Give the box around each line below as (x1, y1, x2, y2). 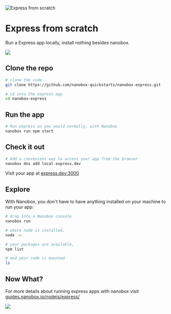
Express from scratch (5, 23, 99, 34)
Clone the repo (5, 64, 54, 73)
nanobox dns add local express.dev (5, 161, 81, 166)
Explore (5, 185, 31, 194)
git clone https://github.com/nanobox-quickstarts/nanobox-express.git (5, 82, 161, 87)
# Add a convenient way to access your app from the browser (5, 156, 138, 161)
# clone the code (5, 77, 42, 83)
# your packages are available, (5, 241, 74, 247)
